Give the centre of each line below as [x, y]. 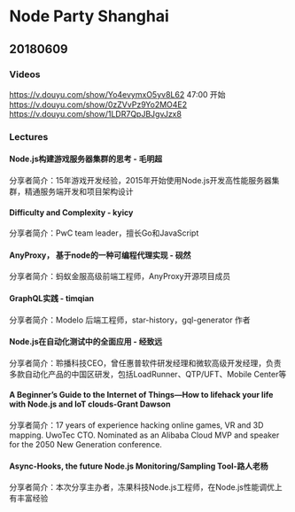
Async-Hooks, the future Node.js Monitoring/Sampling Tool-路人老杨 [139, 466]
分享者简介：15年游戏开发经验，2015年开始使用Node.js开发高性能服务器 [140, 180]
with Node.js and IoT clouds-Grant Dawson [90, 404]
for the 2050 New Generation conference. [85, 445]
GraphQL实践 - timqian [52, 298]
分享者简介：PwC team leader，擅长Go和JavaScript [104, 233]
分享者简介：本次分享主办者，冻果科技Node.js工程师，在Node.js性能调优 [142, 487]
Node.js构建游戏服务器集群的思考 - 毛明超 [85, 159]
